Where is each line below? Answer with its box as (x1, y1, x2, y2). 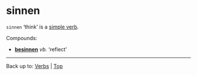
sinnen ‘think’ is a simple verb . (6, 23, 79, 30)
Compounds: (6, 34, 38, 41)
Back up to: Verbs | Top (6, 62, 63, 69)
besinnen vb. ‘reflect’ (14, 45, 67, 53)
